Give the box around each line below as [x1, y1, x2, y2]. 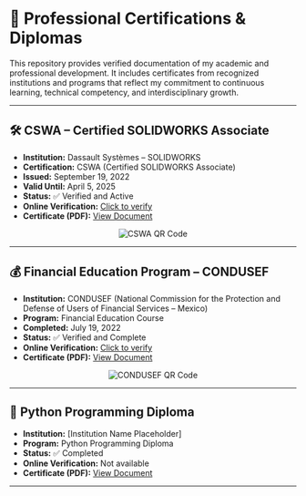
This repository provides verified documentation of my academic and [9, 57, 270, 68]
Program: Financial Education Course [22, 312, 164, 323]
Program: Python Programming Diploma [22, 438, 174, 449]
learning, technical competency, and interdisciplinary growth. [9, 87, 240, 98]
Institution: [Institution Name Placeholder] [22, 429, 182, 439]
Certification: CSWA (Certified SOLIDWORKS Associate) [22, 161, 237, 172]
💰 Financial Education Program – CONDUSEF [9, 264, 270, 280]
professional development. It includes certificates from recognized [9, 67, 260, 78]
